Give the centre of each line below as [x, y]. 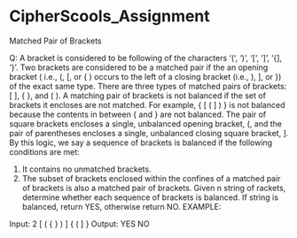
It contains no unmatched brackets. [87, 169]
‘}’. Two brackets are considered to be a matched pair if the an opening [139, 67]
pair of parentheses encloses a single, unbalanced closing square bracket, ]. [149, 133]
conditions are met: [44, 151]
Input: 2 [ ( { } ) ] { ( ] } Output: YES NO [79, 224]
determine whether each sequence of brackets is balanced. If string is [150, 197]
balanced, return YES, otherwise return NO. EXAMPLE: [121, 206]
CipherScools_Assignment [109, 16]
